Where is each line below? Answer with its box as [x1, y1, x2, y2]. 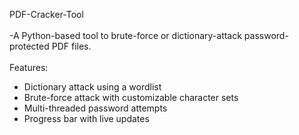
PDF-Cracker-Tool [9, 9, 84, 20]
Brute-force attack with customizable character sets [23, 92, 239, 103]
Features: [9, 62, 49, 73]
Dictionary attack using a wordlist [23, 81, 162, 93]
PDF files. [51, 40, 92, 52]
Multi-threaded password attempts [23, 102, 168, 114]
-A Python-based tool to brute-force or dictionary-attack [9, 30, 242, 41]
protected [9, 40, 50, 52]
